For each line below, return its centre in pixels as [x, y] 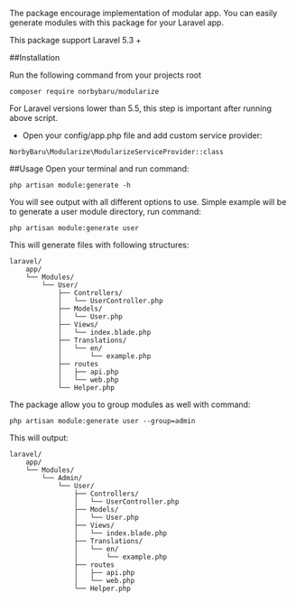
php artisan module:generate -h [70, 185]
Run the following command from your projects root [105, 75]
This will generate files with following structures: [99, 245]
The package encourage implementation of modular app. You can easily [143, 13]
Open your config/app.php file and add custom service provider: [142, 135]
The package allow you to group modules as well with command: [130, 404]
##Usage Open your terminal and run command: [99, 169]
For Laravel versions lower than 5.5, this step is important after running [141, 108]
